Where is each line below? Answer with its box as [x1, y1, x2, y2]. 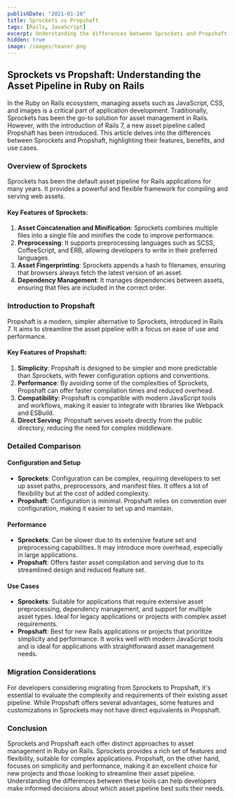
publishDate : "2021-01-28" [7, 10, 86, 18]
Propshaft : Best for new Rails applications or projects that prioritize [17, 627, 213, 636]
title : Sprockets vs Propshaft [7, 17, 99, 24]
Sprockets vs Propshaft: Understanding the [7, 69, 201, 81]
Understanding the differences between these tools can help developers [7, 776, 217, 785]
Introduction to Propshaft [7, 301, 95, 311]
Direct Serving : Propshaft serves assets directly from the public [17, 416, 203, 424]
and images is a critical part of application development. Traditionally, [7, 106, 208, 115]
